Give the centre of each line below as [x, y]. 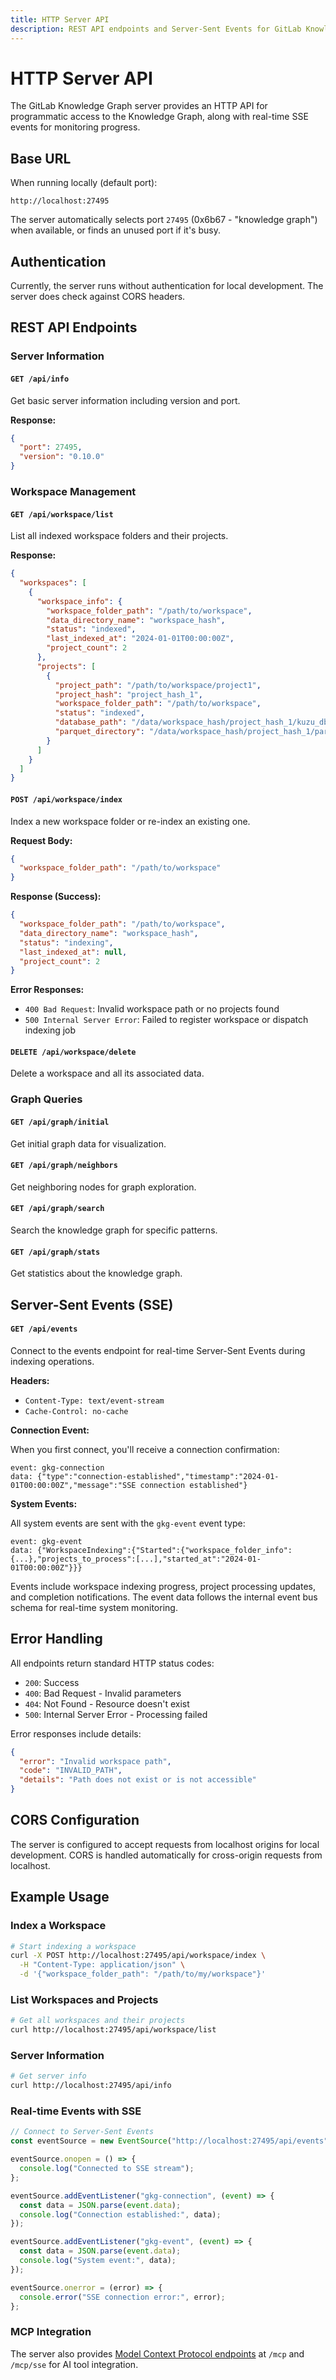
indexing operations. [52, 1361]
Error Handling [56, 1639]
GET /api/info [40, 379]
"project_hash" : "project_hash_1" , [128, 694]
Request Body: [41, 840]
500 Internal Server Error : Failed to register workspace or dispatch [166, 1020]
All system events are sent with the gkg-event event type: [128, 1523]
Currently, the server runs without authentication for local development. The [167, 286]
